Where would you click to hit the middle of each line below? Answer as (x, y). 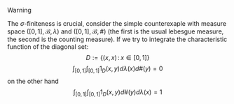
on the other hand (33, 81)
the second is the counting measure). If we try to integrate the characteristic (117, 39)
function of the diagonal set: (48, 47)
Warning (19, 10)
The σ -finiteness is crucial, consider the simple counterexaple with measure (117, 23)
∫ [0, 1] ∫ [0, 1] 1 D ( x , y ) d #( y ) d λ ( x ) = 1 (118, 92)
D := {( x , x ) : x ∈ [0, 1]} (118, 58)
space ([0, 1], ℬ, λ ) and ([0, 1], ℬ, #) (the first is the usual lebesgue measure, (116, 31)
